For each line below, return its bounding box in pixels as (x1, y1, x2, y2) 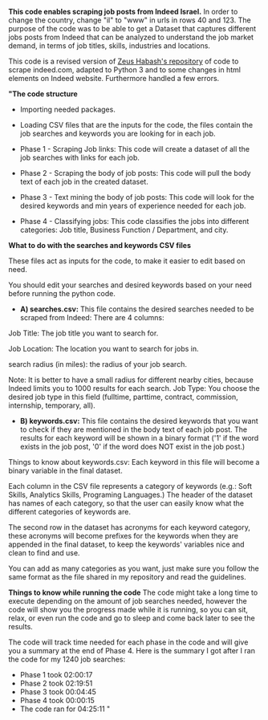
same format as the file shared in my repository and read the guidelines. (8, 572, 246, 581)
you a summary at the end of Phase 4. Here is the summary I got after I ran (8, 646, 255, 655)
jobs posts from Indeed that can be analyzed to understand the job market (8, 32, 254, 42)
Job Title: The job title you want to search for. (8, 328, 159, 338)
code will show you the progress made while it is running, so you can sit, (8, 605, 249, 614)
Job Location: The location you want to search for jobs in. (8, 344, 199, 353)
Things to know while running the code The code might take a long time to (8, 588, 258, 597)
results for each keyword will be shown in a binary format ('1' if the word (19, 433, 259, 442)
